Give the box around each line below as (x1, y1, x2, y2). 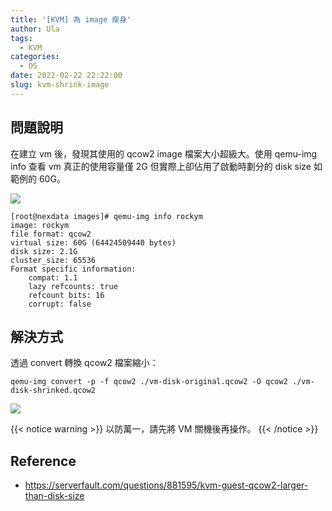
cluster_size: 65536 (10, 255, 97, 265)
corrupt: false (28, 299, 92, 309)
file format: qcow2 (10, 229, 92, 239)
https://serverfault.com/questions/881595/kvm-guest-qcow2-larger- (24, 479, 309, 491)
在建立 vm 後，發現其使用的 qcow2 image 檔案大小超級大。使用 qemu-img (10, 147, 318, 160)
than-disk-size (24, 490, 85, 502)
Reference (10, 452, 77, 470)
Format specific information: (10, 264, 137, 274)
